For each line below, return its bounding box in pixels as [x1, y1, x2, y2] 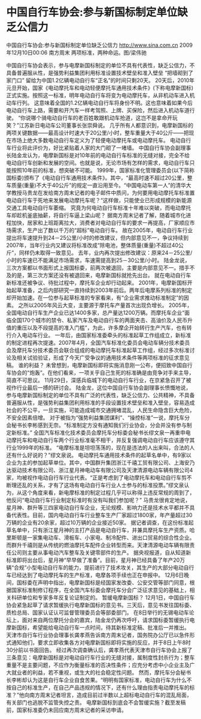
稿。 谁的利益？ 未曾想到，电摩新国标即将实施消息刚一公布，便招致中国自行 [6, 361, 193, 369]
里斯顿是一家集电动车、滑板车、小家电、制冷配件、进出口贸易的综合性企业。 [6, 534, 195, 541]
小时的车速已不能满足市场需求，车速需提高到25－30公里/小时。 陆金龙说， [6, 256, 190, 264]
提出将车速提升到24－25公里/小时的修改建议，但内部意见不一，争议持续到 [6, 234, 189, 241]
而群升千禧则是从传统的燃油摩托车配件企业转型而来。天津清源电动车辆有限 [6, 541, 190, 549]
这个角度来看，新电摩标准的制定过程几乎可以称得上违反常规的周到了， [22, 489, 195, 496]
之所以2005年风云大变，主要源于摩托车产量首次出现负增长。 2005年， [17, 301, 193, 309]
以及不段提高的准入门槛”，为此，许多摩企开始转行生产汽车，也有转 [26, 324, 193, 331]
